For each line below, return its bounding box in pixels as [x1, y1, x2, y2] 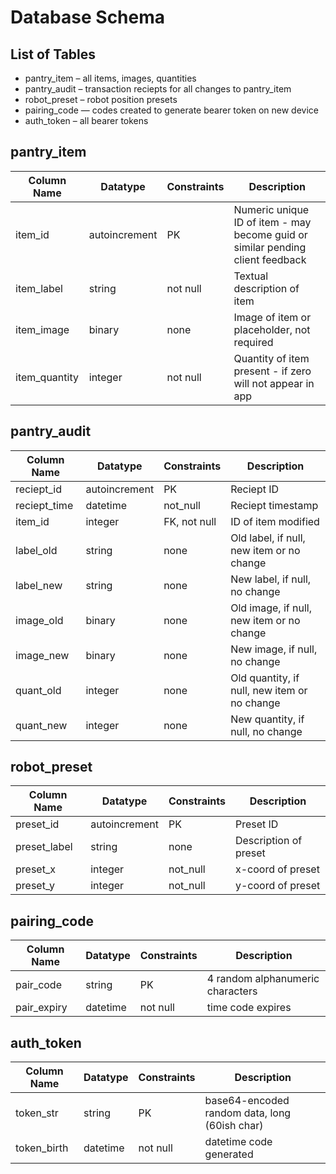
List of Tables [10, 46, 97, 63]
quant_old [15, 683, 62, 697]
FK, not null [163, 514, 217, 528]
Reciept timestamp [230, 498, 319, 512]
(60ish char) [204, 1119, 264, 1133]
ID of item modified [230, 514, 320, 528]
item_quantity [15, 370, 79, 384]
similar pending [233, 240, 307, 254]
